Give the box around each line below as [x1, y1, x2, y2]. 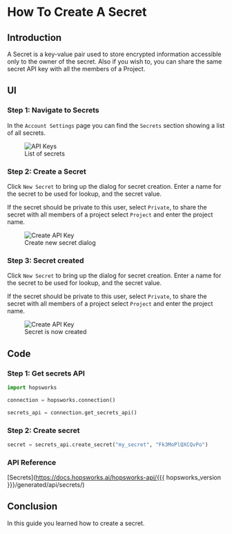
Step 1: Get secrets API [7, 368, 85, 378]
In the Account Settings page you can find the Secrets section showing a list [7, 121, 225, 129]
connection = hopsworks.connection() [7, 396, 116, 403]
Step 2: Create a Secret [7, 167, 86, 176]
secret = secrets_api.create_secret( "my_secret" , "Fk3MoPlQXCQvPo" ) [7, 441, 209, 448]
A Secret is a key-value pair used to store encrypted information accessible [7, 50, 222, 58]
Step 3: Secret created [7, 255, 84, 265]
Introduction [7, 32, 62, 44]
